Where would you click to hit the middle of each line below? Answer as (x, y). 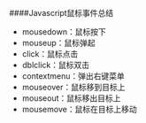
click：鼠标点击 (50, 54)
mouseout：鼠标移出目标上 (71, 98)
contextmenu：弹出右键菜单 (73, 76)
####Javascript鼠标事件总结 (61, 13)
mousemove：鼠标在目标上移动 (79, 109)
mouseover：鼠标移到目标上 (73, 87)
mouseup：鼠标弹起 (58, 43)
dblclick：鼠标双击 (56, 65)
